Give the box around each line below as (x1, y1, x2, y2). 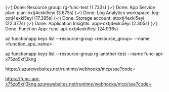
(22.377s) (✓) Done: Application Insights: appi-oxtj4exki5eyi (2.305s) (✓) (5, 20, 158, 26)
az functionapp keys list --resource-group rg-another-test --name (5, 51, 143, 57)
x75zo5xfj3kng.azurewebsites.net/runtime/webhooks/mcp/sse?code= (5, 81, 152, 87)
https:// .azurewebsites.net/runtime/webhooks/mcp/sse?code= (5, 66, 136, 72)
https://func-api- (5, 76, 40, 81)
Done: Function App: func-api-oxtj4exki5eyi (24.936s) (5, 26, 118, 32)
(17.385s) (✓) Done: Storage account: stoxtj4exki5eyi (34, 15, 145, 21)
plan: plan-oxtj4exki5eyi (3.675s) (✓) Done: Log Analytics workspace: (5, 10, 151, 16)
